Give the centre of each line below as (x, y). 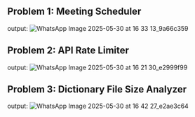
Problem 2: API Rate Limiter (68, 51)
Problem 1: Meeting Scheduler (74, 12)
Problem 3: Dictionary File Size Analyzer (97, 89)
